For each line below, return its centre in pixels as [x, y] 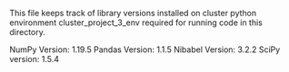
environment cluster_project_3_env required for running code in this [136, 22]
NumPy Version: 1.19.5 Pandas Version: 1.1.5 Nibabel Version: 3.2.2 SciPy [145, 49]
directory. [27, 32]
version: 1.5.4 [34, 59]
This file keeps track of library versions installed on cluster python [133, 13]
